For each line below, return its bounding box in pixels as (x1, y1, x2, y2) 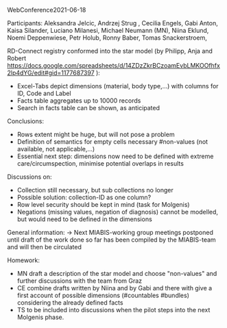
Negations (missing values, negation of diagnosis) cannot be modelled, (16, 208, 218, 216)
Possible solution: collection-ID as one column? (16, 193, 152, 201)
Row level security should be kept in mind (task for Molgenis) (16, 201, 190, 208)
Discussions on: (7, 173, 53, 181)
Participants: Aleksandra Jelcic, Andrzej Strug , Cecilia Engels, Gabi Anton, (7, 19, 218, 27)
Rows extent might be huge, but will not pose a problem (16, 130, 175, 138)
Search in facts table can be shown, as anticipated (16, 104, 160, 112)
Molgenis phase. (16, 313, 64, 321)
